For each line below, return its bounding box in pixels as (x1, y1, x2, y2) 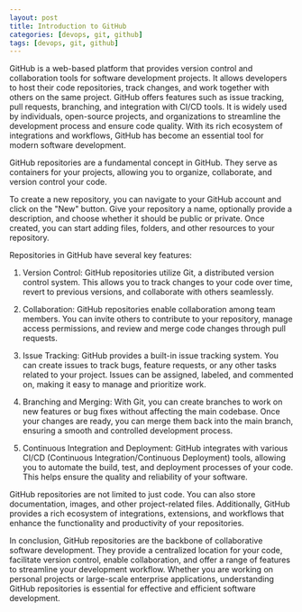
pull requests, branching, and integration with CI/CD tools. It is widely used (9, 101, 288, 113)
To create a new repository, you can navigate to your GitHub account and (9, 194, 282, 205)
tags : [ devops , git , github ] (9, 38, 119, 48)
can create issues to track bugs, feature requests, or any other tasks (22, 360, 277, 371)
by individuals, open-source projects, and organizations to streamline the (9, 111, 281, 122)
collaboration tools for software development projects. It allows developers (9, 73, 288, 84)
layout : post (9, 13, 59, 23)
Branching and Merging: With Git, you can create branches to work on (22, 396, 283, 407)
